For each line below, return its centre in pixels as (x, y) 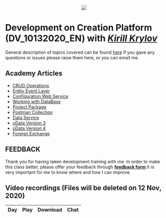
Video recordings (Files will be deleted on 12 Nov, (83, 188)
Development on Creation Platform (79, 28)
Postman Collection (32, 112)
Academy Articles (34, 74)
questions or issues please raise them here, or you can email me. (72, 57)
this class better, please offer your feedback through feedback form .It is (80, 167)
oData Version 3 (29, 123)
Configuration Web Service (40, 96)
